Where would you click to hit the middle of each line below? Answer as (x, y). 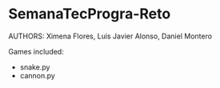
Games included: (36, 51)
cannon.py (38, 75)
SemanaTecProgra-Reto (90, 14)
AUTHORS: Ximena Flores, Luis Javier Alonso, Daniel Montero (110, 36)
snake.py (35, 67)
